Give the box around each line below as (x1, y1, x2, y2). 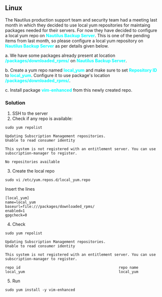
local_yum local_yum (5, 270, 139, 274)
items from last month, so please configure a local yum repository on (5, 38, 143, 44)
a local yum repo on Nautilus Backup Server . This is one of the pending (5, 32, 150, 38)
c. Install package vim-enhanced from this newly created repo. (5, 87, 133, 93)
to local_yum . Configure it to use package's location (5, 72, 110, 78)
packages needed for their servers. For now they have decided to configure (5, 27, 158, 33)
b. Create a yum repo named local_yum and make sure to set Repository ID (5, 67, 157, 73)
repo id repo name (5, 265, 139, 270)
